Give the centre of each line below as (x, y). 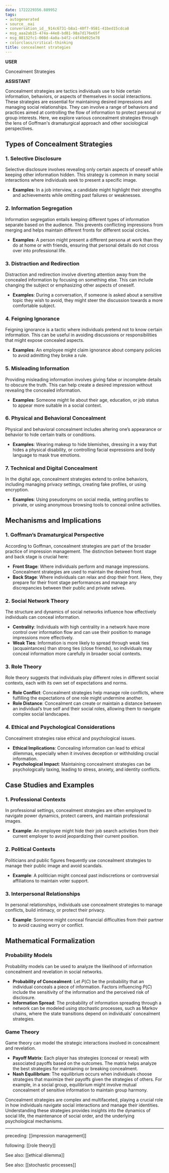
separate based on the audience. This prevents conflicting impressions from (84, 225)
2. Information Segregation (39, 208)
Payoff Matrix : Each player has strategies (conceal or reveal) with (81, 1058)
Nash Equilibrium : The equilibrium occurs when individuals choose (82, 1074)
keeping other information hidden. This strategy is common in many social (82, 175)
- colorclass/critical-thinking (39, 43)
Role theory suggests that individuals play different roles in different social (82, 678)
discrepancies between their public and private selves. (69, 588)
